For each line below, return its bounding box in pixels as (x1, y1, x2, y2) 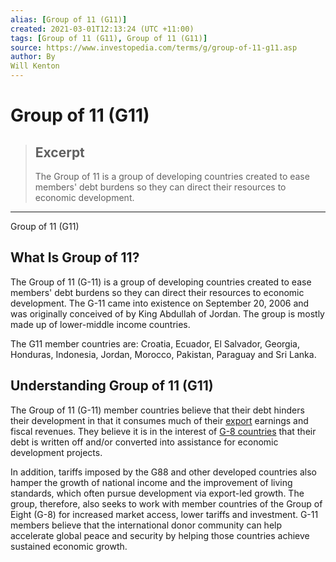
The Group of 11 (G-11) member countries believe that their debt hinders (10, 404, 305, 416)
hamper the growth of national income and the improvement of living (10, 476, 293, 488)
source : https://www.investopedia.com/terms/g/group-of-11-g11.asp (10, 42, 298, 53)
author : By (10, 52, 56, 62)
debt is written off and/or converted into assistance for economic (10, 436, 279, 448)
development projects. (10, 446, 103, 458)
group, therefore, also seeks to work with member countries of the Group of (10, 497, 323, 510)
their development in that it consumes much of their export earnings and (10, 414, 309, 426)
